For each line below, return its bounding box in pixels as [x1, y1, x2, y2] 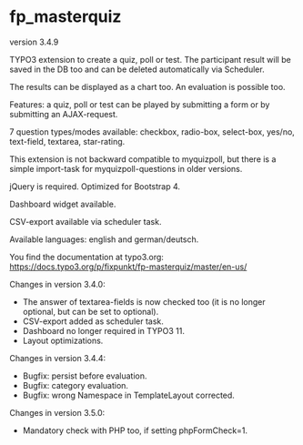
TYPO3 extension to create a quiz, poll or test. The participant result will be [9, 54, 291, 65]
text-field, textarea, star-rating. [9, 136, 126, 147]
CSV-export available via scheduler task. [9, 216, 162, 227]
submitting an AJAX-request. [9, 108, 118, 119]
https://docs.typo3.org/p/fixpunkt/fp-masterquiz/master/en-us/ [9, 261, 247, 272]
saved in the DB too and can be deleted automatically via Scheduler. [9, 64, 266, 75]
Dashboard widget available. [9, 198, 116, 209]
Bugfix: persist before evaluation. [22, 370, 147, 381]
